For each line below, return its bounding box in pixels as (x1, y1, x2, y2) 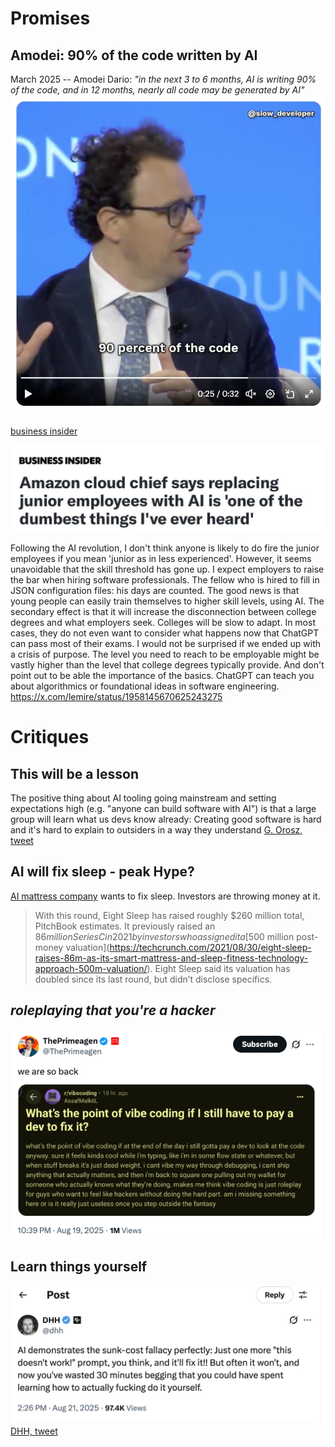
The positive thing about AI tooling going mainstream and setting (10, 792, 277, 804)
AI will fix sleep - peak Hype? (10, 863, 195, 881)
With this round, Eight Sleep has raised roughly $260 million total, (34, 909, 305, 921)
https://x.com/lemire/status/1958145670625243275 (10, 691, 223, 703)
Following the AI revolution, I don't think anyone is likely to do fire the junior (10, 542, 320, 554)
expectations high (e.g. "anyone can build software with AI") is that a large (10, 803, 317, 815)
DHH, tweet (10, 1425, 58, 1437)
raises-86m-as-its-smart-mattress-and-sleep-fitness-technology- (34, 952, 309, 964)
